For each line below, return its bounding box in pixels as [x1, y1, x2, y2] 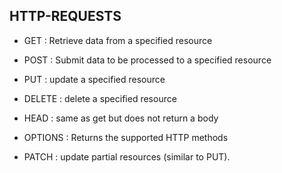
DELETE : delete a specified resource [23, 92, 177, 104]
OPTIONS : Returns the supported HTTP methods [23, 131, 229, 143]
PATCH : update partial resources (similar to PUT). [23, 150, 231, 163]
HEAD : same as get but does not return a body [23, 112, 219, 124]
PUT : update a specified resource [23, 73, 166, 85]
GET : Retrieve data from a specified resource [23, 34, 213, 46]
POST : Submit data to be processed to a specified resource [23, 54, 272, 66]
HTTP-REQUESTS [9, 8, 122, 25]
